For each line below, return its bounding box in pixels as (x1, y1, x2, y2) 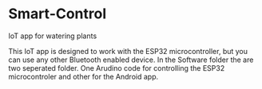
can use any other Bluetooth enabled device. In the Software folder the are (8, 55, 254, 64)
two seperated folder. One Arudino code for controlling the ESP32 (8, 63, 225, 72)
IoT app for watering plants (8, 31, 97, 41)
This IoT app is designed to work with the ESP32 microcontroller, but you (8, 46, 248, 56)
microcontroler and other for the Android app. (8, 72, 158, 81)
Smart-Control (8, 5, 107, 23)
